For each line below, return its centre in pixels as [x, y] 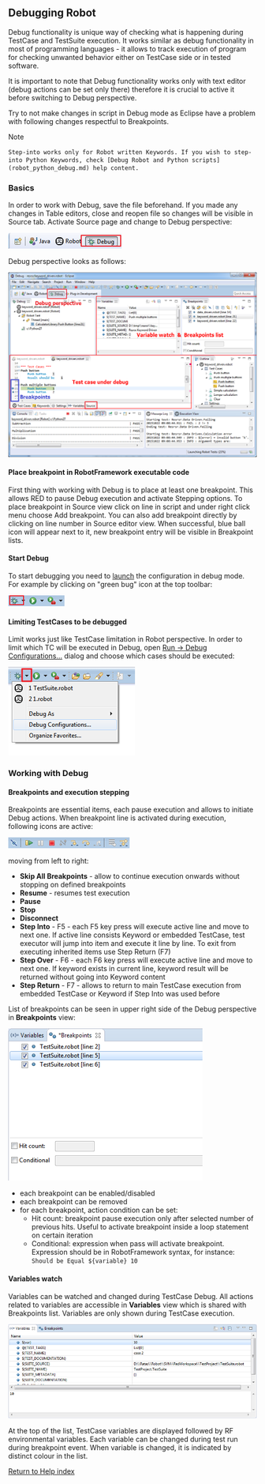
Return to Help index [41, 1471]
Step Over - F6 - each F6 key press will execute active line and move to [136, 960]
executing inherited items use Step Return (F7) [95, 952]
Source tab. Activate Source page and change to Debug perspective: [120, 222]
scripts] [206, 160]
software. [24, 66]
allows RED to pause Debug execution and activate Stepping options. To [125, 498]
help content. [116, 168]
